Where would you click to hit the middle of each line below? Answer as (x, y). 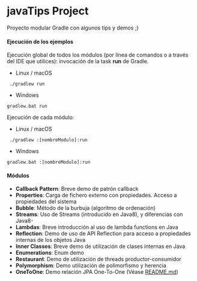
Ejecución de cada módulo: (41, 117)
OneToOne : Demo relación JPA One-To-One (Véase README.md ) (97, 272)
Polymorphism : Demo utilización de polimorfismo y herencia (91, 265)
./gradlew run (27, 84)
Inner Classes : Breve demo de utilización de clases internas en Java (100, 246)
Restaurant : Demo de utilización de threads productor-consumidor (98, 259)
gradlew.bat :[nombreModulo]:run (49, 162)
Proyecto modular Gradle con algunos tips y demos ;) (73, 28)
